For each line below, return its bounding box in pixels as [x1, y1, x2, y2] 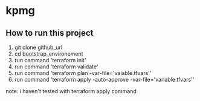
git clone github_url [14, 44, 63, 51]
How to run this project [5, 28, 94, 38]
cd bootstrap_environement [14, 50, 83, 57]
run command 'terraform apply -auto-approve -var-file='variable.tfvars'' [14, 76, 195, 83]
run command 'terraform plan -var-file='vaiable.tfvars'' [14, 70, 152, 76]
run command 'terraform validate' [14, 63, 98, 70]
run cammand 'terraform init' [14, 57, 86, 64]
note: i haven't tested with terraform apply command [5, 88, 137, 94]
